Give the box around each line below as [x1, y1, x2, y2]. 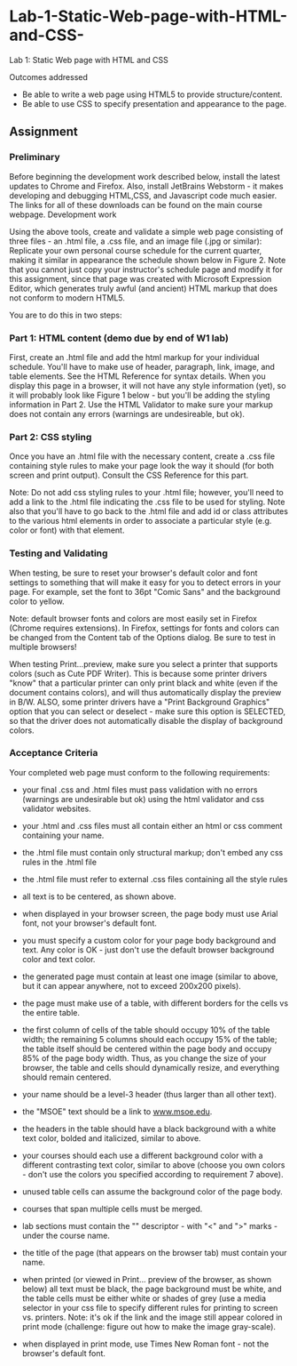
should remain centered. [21, 1072, 112, 1082]
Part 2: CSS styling [9, 430, 92, 443]
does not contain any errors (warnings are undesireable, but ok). [9, 408, 246, 419]
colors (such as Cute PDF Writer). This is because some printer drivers [9, 668, 268, 679]
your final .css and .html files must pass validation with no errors [21, 784, 258, 795]
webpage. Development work [9, 209, 117, 220]
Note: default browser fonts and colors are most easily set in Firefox [9, 613, 257, 623]
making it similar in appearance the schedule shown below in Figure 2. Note [9, 254, 286, 265]
